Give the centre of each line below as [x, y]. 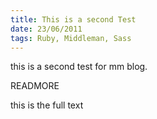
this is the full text [47, 105]
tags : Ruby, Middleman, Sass [71, 38]
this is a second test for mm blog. [79, 67]
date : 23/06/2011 [46, 29]
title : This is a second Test [73, 19]
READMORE [35, 86]
